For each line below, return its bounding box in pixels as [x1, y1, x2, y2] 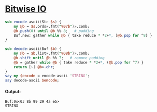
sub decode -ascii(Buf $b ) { [5, 47, 62, 51]
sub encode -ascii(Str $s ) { [5, 19, 62, 24]
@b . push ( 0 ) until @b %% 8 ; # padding [14, 28, 94, 33]
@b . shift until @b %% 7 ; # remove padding [14, 55, 105, 60]
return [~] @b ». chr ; [14, 64, 55, 69]
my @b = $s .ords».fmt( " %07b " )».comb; [14, 24, 90, 29]
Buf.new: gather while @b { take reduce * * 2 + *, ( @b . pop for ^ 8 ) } [14, 33, 152, 38]
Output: [5, 88, 21, 94]
